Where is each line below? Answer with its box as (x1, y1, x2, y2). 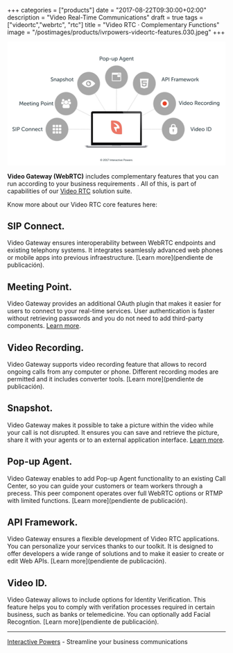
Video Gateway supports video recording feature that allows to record (7, 360, 207, 368)
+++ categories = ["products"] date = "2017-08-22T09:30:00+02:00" (7, 6, 207, 14)
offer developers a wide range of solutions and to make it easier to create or (7, 549, 225, 558)
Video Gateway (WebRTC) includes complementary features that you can (7, 172, 219, 180)
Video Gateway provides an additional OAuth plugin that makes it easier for (7, 299, 222, 308)
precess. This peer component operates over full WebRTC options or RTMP (7, 489, 223, 497)
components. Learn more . (7, 322, 81, 330)
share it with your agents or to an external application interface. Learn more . (7, 436, 225, 444)
